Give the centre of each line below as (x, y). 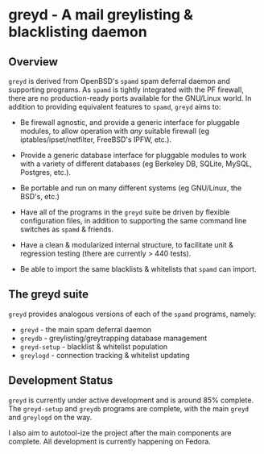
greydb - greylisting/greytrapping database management (113, 338)
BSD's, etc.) (40, 196)
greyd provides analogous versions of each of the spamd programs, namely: (132, 314)
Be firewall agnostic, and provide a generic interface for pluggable (130, 122)
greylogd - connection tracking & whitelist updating (105, 355)
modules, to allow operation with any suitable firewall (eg (115, 131)
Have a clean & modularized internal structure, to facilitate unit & (126, 245)
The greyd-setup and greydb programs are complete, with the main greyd (129, 408)
